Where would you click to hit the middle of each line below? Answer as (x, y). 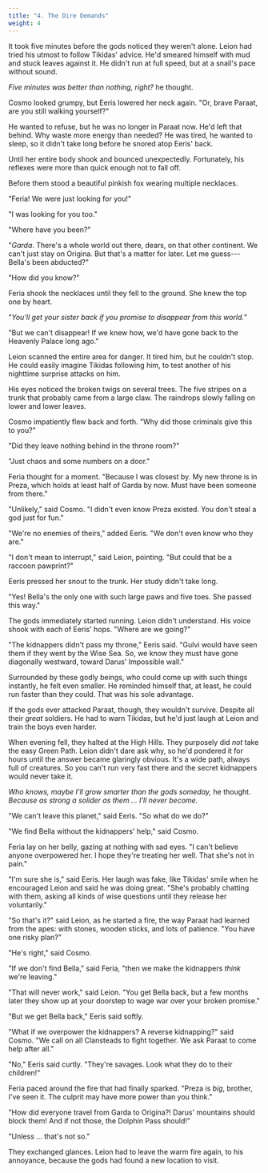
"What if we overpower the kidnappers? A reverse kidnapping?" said (121, 1031)
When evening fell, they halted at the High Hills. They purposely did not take (134, 742)
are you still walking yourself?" (59, 111)
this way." (24, 605)
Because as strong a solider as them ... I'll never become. (103, 800)
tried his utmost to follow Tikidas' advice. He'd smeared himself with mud (129, 54)
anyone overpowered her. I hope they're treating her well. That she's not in (131, 855)
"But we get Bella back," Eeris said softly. (76, 1016)
